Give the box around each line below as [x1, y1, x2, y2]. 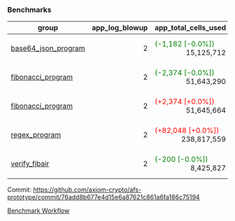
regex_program [10, 130, 62, 140]
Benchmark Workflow [7, 206, 70, 215]
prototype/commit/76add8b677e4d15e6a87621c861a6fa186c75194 [7, 193, 201, 201]
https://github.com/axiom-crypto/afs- [33, 185, 142, 194]
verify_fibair [10, 159, 50, 169]
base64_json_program [10, 43, 85, 53]
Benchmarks [7, 5, 52, 15]
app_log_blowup [92, 23, 148, 33]
